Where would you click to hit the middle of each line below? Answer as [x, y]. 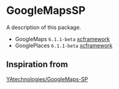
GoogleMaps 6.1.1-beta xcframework [62, 39]
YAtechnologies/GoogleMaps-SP [47, 79]
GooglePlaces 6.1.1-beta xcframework [64, 45]
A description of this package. [44, 27]
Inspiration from [37, 64]
